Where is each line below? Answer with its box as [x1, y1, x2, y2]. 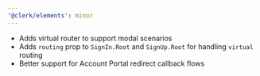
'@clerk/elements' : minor [7, 11, 93, 20]
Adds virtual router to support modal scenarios [18, 33, 173, 43]
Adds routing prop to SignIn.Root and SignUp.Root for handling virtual [18, 41, 254, 51]
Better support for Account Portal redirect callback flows [18, 59, 205, 68]
